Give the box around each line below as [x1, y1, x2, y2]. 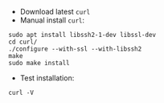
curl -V [8, 89, 35, 97]
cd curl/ [8, 38, 38, 46]
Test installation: [19, 73, 75, 83]
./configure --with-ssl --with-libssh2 [8, 45, 142, 53]
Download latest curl [19, 7, 91, 16]
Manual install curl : [19, 15, 85, 25]
